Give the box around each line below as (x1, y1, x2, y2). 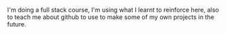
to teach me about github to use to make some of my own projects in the (7, 13, 215, 21)
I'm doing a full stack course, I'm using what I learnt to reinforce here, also (7, 6, 220, 14)
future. (7, 20, 26, 28)
